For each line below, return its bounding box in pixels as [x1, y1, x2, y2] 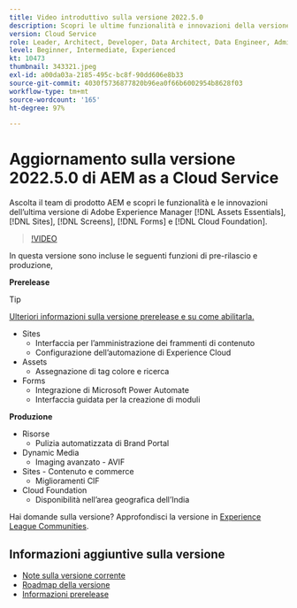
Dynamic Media [21, 448, 80, 458]
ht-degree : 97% [9, 104, 65, 112]
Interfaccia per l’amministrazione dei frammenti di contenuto [34, 338, 255, 349]
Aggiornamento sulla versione [9, 150, 236, 169]
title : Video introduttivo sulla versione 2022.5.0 [9, 12, 203, 22]
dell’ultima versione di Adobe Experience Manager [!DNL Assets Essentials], [9, 207, 286, 218]
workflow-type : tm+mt [9, 87, 89, 96]
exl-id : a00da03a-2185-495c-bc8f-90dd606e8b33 [9, 71, 184, 80]
